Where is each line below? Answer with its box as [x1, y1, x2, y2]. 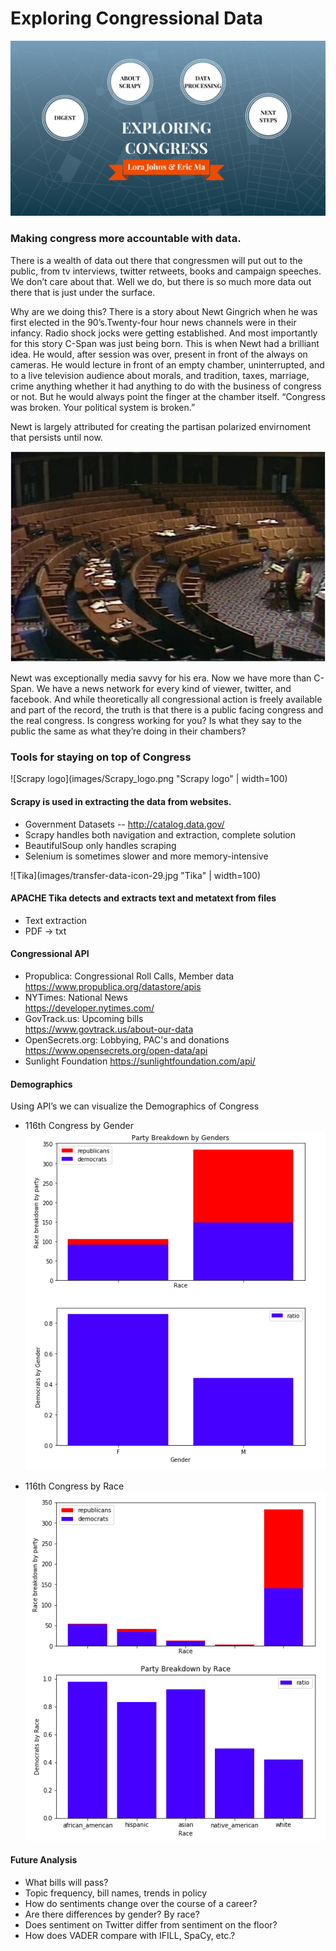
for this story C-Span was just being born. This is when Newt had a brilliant [10, 337, 320, 349]
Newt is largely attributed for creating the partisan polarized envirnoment [10, 420, 312, 432]
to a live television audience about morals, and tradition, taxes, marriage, [10, 369, 310, 381]
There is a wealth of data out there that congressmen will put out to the [10, 254, 303, 266]
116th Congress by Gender [24, 1120, 135, 1132]
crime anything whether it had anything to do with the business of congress [10, 380, 322, 392]
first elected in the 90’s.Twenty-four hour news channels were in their [10, 316, 297, 328]
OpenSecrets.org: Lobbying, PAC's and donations [24, 1033, 230, 1046]
